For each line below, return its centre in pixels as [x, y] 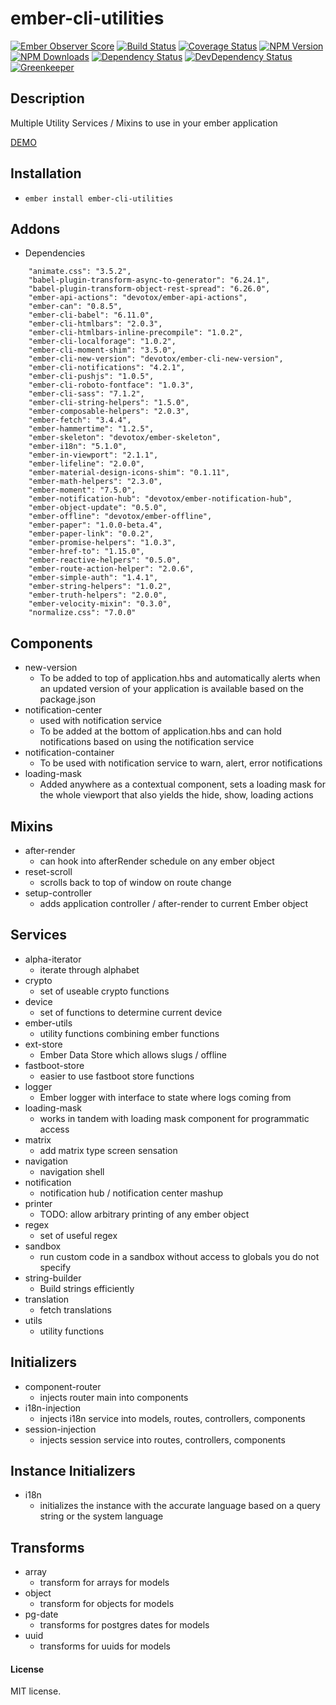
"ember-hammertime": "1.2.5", [91, 429]
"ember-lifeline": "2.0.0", [86, 464]
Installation [46, 173]
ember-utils [48, 1023]
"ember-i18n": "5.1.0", [78, 447]
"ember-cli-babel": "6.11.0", [91, 315]
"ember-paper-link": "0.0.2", [91, 534]
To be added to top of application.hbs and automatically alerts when [180, 678]
